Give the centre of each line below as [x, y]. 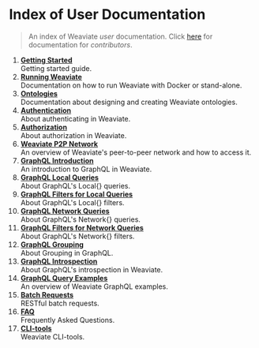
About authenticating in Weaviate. [75, 118]
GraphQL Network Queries [65, 211]
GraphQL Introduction [57, 160]
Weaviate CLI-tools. [53, 336]
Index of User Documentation [107, 15]
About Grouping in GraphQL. [67, 253]
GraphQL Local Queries [60, 177]
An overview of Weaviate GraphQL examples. [94, 286]
